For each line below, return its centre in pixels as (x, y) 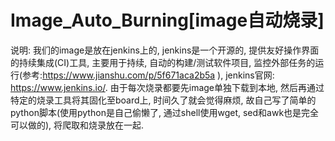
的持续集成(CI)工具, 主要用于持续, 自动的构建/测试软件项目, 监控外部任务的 (163, 62)
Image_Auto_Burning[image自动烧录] (167, 20)
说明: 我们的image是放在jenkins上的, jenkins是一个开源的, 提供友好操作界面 (165, 50)
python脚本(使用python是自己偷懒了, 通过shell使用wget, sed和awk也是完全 (165, 112)
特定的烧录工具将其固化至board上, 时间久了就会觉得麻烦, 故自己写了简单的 (163, 100)
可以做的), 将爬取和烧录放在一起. (77, 125)
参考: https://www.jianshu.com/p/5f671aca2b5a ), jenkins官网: (148, 75)
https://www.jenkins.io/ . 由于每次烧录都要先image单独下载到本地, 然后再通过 (167, 87)
